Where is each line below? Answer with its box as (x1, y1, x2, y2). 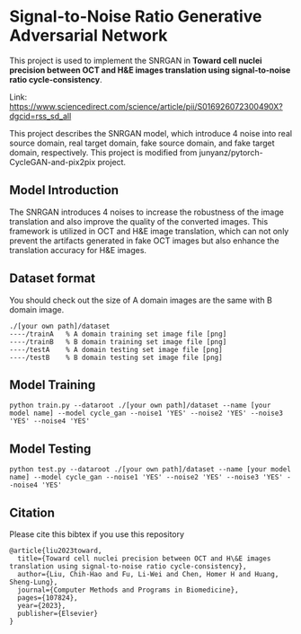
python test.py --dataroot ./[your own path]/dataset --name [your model (9, 465, 292, 474)
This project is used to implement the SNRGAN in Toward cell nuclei (9, 55, 262, 66)
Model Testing (9, 441, 92, 456)
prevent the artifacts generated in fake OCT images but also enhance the (9, 235, 280, 246)
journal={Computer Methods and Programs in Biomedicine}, (17, 586, 240, 594)
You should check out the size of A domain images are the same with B (9, 295, 272, 305)
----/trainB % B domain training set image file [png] (9, 337, 227, 347)
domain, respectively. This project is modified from (9, 146, 198, 158)
